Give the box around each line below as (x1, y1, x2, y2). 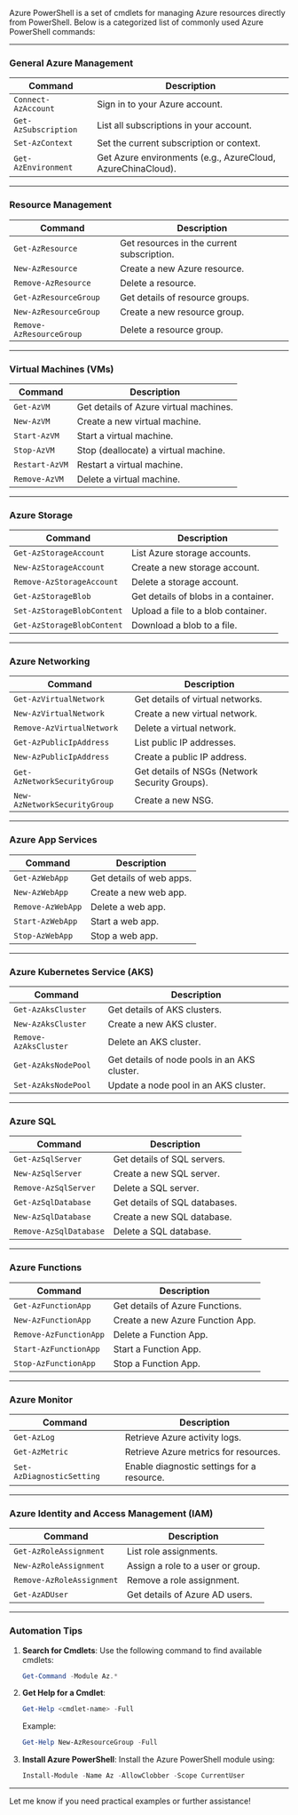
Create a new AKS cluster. (107, 1018, 217, 1030)
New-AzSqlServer (13, 1169, 82, 1179)
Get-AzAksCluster (13, 1004, 87, 1015)
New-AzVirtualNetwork (13, 708, 105, 719)
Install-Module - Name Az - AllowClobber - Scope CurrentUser (21, 1771, 246, 1780)
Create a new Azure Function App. (113, 1314, 256, 1326)
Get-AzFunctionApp (13, 1300, 91, 1310)
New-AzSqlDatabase (13, 1212, 91, 1222)
